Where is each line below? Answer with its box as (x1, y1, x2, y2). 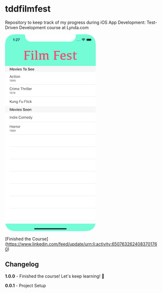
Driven (5, 24, 18, 30)
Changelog (5, 260, 39, 269)
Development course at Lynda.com (19, 24, 89, 30)
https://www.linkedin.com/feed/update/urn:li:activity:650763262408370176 (6, 241, 157, 247)
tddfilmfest (5, 3, 51, 15)
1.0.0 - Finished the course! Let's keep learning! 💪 (5, 273, 105, 279)
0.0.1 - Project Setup (5, 282, 46, 288)
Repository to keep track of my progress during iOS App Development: (5, 19, 146, 25)
